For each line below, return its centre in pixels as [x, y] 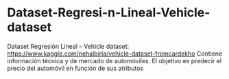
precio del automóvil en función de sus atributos [75, 68]
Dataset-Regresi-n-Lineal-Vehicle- [109, 13]
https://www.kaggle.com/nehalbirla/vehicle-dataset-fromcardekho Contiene [115, 54]
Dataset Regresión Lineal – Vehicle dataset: [68, 46]
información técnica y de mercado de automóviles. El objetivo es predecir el [114, 60]
